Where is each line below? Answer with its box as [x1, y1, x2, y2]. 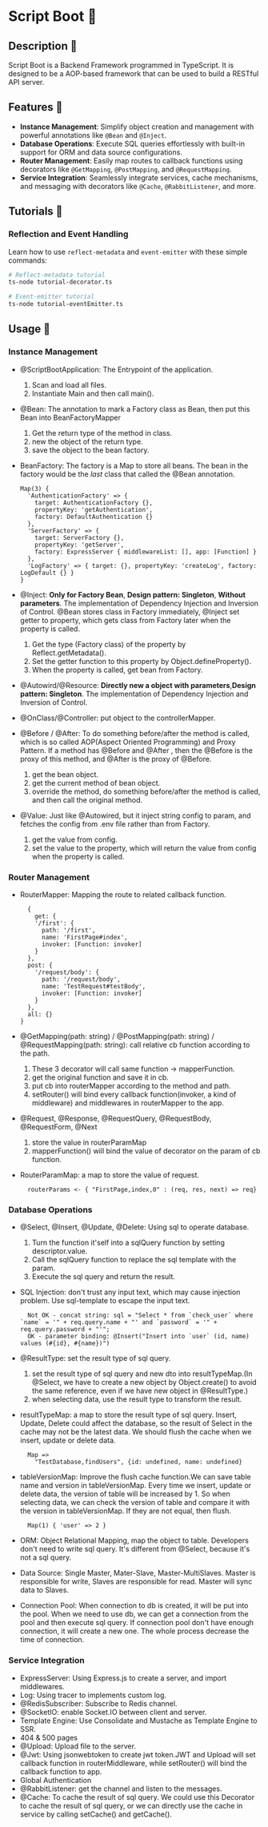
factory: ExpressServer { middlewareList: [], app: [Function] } [34, 548, 258, 556]
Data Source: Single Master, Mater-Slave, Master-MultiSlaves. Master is [19, 1568, 256, 1578]
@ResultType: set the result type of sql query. [19, 1354, 171, 1363]
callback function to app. [19, 1766, 102, 1777]
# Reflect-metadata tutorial [8, 271, 106, 279]
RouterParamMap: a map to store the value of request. [19, 1169, 200, 1180]
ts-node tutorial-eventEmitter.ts [8, 300, 124, 308]
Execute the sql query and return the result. [31, 1272, 176, 1282]
